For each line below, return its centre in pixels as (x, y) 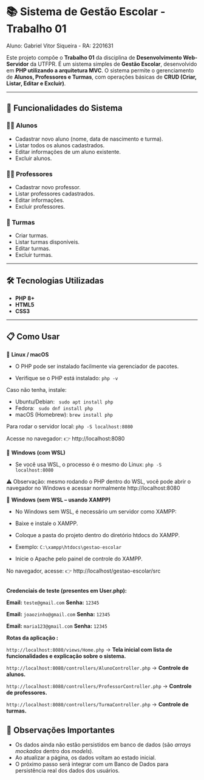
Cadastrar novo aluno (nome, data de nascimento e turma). (89, 139)
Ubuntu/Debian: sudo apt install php (64, 402)
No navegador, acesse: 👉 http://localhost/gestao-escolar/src (83, 571)
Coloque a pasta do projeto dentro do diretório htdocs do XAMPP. (97, 535)
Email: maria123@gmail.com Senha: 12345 (57, 626)
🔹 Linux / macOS (28, 354)
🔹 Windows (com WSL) (36, 452)
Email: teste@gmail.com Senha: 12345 (53, 602)
